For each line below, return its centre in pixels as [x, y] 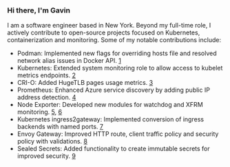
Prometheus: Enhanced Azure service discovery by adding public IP [113, 90]
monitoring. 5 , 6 [40, 112]
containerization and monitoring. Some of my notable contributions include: [114, 40]
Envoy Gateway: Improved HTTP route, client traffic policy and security [118, 134]
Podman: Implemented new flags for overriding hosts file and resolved [117, 53]
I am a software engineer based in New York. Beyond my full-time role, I [109, 26]
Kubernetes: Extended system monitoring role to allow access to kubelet [120, 68]
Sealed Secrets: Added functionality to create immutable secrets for [113, 149]
